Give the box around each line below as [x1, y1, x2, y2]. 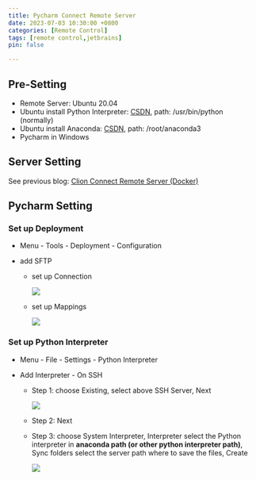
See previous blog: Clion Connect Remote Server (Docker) [8, 176, 199, 186]
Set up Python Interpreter [8, 336, 109, 348]
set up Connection [31, 271, 93, 282]
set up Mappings [31, 302, 87, 312]
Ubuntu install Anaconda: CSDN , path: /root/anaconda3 [19, 124, 201, 133]
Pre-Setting [8, 77, 67, 91]
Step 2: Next [31, 416, 73, 425]
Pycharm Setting [8, 199, 93, 213]
